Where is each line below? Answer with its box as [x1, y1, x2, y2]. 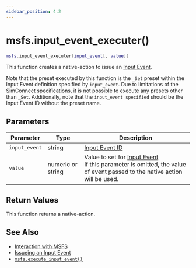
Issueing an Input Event [14, 249, 71, 256]
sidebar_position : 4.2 [6, 8, 61, 15]
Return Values [6, 195, 59, 205]
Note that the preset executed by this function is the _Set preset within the [6, 75, 185, 82]
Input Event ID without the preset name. [6, 100, 101, 107]
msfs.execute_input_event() [14, 256, 83, 262]
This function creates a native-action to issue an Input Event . [6, 64, 152, 71]
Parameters [6, 116, 50, 126]
